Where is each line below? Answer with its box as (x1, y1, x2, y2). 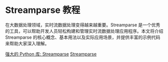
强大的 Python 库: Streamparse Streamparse (5, 51, 97, 57)
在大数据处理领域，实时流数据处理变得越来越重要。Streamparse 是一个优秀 (5, 22, 160, 28)
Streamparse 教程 (5, 4, 80, 16)
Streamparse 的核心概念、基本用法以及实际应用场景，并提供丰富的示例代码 (5, 34, 160, 40)
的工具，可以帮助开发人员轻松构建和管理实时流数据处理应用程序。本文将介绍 (5, 28, 163, 34)
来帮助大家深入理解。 (5, 40, 49, 46)
